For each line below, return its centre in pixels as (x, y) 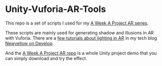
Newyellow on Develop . (29, 43)
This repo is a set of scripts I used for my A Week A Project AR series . (77, 23)
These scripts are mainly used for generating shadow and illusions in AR (79, 32)
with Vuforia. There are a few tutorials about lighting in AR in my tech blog (81, 38)
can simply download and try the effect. (46, 58)
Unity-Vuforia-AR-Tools (55, 9)
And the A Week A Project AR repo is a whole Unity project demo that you (81, 53)
